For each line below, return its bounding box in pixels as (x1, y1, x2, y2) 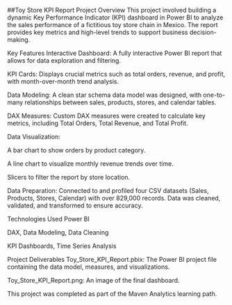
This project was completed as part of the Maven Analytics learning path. (7, 290, 217, 298)
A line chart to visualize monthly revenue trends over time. (7, 159, 174, 168)
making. (7, 36, 31, 44)
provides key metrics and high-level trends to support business (7, 28, 189, 36)
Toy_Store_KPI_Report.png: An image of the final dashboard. (7, 276, 180, 284)
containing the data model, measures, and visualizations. (7, 263, 170, 271)
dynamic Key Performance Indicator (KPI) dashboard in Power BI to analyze (7, 13, 224, 22)
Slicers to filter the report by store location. (7, 173, 131, 181)
